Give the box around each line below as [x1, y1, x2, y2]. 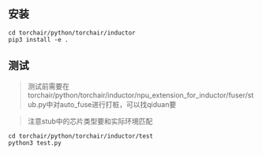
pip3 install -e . [8, 35, 69, 43]
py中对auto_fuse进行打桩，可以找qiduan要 [38, 99, 177, 109]
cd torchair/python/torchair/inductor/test [8, 132, 154, 140]
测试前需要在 [27, 81, 69, 90]
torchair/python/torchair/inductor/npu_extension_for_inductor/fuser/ [27, 90, 249, 100]
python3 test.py [8, 138, 62, 147]
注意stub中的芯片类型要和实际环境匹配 [27, 116, 153, 126]
